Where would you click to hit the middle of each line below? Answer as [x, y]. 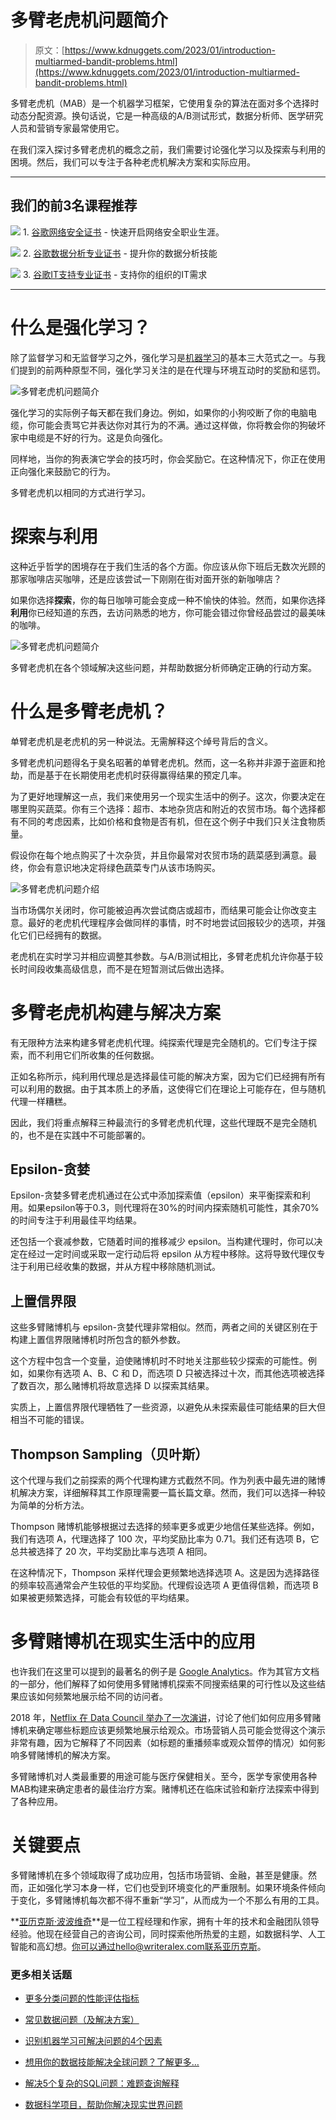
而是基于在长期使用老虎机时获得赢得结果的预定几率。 [137, 775]
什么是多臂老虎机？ [89, 711]
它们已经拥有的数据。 [62, 935]
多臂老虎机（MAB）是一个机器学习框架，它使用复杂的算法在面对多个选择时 [165, 103]
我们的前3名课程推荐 [74, 206]
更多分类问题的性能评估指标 [82, 1998]
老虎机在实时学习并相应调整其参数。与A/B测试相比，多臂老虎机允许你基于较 [167, 956]
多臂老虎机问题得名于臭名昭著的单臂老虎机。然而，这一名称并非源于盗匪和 [163, 762]
